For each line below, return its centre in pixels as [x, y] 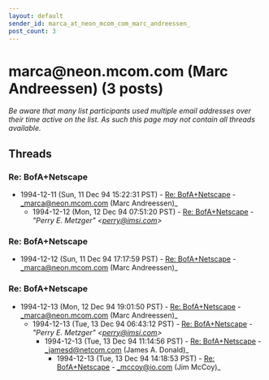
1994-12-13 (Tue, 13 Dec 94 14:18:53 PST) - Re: [136, 358]
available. [25, 128]
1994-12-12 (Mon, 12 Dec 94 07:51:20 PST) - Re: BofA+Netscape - [143, 212]
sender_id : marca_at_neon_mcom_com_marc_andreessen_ [100, 24]
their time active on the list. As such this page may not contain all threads [132, 119]
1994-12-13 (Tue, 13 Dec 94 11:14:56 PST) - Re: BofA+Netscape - [153, 341]
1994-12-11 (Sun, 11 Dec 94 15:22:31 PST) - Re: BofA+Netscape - [128, 194]
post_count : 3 [33, 31]
